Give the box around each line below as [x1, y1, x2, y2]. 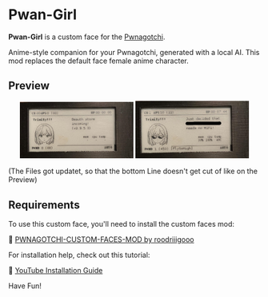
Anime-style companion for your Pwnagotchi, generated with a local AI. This [8, 47, 260, 57]
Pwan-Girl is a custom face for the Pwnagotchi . [8, 32, 166, 42]
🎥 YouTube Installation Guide [8, 266, 103, 275]
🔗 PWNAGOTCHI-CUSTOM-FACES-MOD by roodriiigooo [8, 235, 194, 244]
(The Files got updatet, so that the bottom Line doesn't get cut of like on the [8, 166, 258, 176]
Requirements [8, 198, 80, 212]
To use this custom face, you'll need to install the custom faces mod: [8, 220, 234, 229]
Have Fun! [8, 281, 42, 291]
